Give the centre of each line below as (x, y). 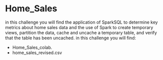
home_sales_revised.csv (37, 53)
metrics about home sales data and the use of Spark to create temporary (79, 27)
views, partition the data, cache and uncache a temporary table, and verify (81, 32)
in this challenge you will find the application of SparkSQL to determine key (81, 22)
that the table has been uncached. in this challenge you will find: (71, 38)
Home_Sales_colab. (32, 47)
